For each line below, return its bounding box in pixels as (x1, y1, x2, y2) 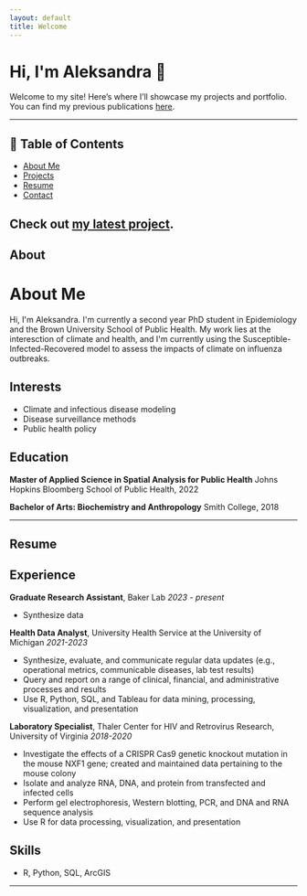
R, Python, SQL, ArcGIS (22, 867, 111, 878)
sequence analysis (22, 806, 94, 817)
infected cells (22, 787, 74, 798)
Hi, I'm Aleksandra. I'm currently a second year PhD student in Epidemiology (9, 314, 297, 325)
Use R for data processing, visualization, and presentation (22, 816, 241, 827)
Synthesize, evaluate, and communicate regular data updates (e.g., (22, 655, 276, 666)
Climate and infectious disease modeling (22, 403, 176, 414)
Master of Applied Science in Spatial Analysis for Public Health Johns (9, 474, 279, 485)
